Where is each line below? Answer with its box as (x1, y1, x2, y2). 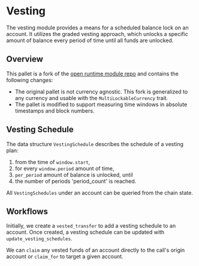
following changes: (6, 76, 53, 83)
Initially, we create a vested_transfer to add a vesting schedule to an (6, 222, 176, 229)
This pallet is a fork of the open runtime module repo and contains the (6, 70, 179, 77)
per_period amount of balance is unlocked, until (14, 171, 133, 178)
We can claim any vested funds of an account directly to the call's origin (6, 247, 185, 254)
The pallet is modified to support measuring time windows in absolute (14, 101, 188, 108)
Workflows (6, 206, 48, 216)
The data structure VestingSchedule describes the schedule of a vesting (6, 140, 184, 147)
